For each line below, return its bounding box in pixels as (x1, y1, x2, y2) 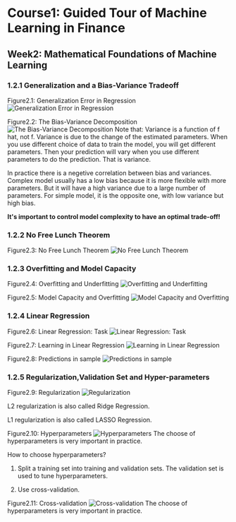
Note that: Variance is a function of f (115, 125, 221, 134)
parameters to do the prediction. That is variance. (7, 155, 151, 163)
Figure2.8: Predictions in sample (7, 355, 101, 363)
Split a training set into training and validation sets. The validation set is (17, 464, 224, 473)
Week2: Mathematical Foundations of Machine (7, 48, 217, 60)
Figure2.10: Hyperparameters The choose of (7, 429, 196, 438)
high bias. (7, 198, 36, 207)
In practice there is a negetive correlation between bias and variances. (7, 168, 212, 177)
